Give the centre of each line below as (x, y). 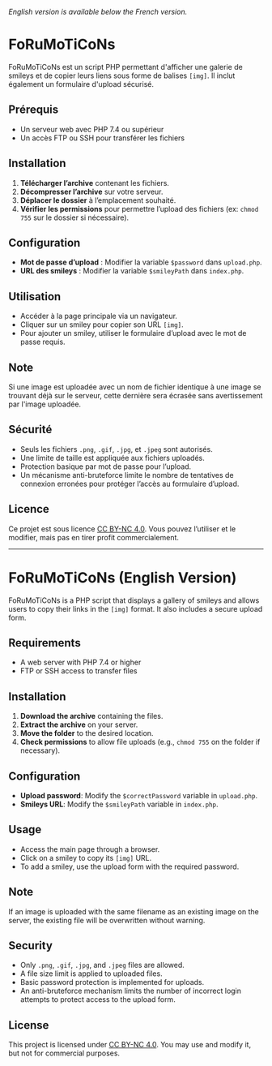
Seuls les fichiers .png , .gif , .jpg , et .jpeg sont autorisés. (116, 449)
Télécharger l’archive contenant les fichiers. (95, 183)
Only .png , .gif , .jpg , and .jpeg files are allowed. (102, 965)
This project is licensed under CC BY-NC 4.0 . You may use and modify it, (130, 1045)
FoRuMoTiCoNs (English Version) (123, 577)
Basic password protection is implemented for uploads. (112, 982)
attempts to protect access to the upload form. (98, 999)
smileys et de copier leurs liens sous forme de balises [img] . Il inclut (122, 75)
